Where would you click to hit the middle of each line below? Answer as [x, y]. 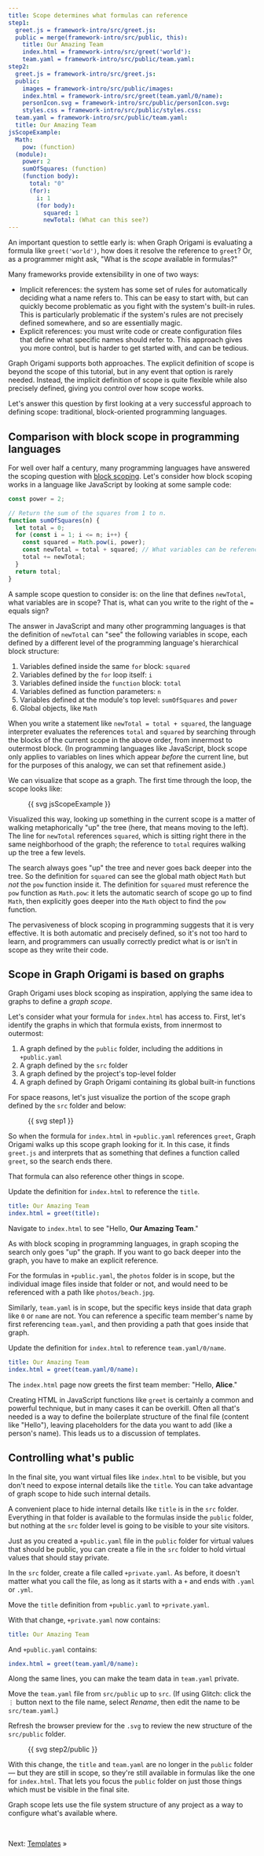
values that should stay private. [59, 1557]
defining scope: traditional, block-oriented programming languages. [118, 412]
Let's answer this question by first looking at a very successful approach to [130, 404]
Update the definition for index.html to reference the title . [104, 1192]
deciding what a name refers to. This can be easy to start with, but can [134, 298]
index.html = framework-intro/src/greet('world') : [107, 52]
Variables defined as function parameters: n [90, 691]
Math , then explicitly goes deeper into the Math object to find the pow [117, 901]
